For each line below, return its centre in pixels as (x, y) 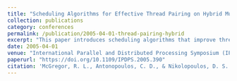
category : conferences (41, 27)
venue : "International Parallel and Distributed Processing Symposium (113, 54)
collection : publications (45, 20)
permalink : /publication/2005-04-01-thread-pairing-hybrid (96, 33)
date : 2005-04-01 (33, 46)
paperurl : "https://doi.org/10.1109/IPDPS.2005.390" (86, 60)
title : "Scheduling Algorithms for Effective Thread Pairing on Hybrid (115, 14)
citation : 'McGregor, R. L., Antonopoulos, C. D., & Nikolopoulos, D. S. (118, 66)
